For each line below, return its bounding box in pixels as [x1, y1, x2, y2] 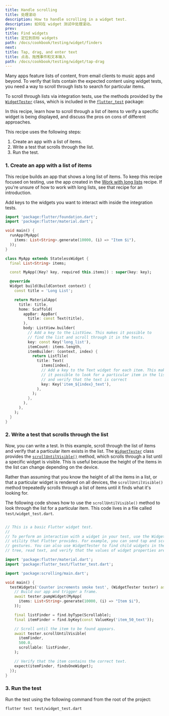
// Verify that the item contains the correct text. [14, 659, 127, 664]
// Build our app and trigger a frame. [14, 589, 98, 594]
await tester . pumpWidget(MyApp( [14, 594, 82, 599]
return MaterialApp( [14, 297, 57, 303]
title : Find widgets [5, 31, 49, 36]
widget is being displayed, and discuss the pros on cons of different [5, 114, 146, 120]
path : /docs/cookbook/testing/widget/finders [5, 40, 102, 45]
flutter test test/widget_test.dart [5, 706, 82, 711]
